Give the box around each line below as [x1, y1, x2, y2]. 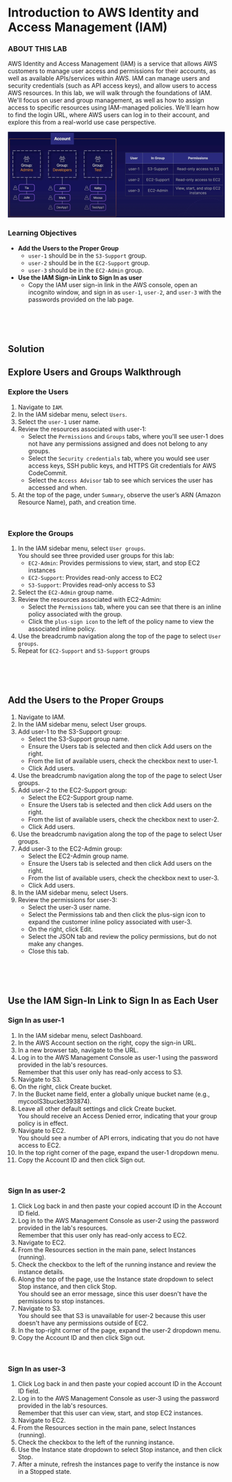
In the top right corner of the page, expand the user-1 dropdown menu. [17, 1148, 219, 1156]
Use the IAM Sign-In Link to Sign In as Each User [8, 995, 219, 1007]
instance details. [17, 1267, 65, 1275]
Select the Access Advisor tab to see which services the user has [28, 476, 213, 484]
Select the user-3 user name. [28, 903, 111, 911]
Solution [8, 343, 45, 355]
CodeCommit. [28, 468, 68, 477]
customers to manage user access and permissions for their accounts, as [8, 67, 216, 75]
